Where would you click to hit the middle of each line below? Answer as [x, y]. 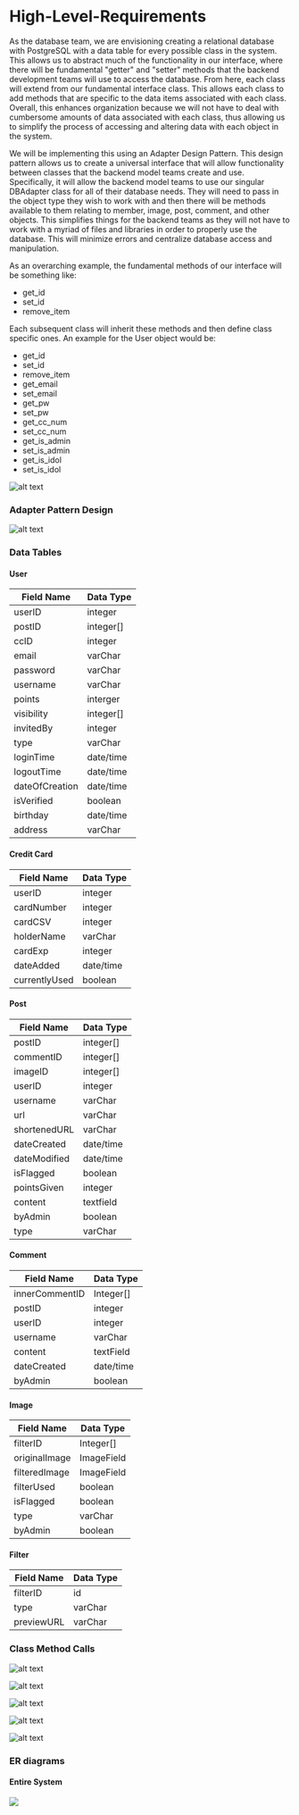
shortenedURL [44, 1129]
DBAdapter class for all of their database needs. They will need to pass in [144, 191]
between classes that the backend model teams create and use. [127, 172]
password [34, 670]
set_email [40, 393]
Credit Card [31, 854]
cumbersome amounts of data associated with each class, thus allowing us [147, 117]
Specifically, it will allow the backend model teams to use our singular [137, 181]
